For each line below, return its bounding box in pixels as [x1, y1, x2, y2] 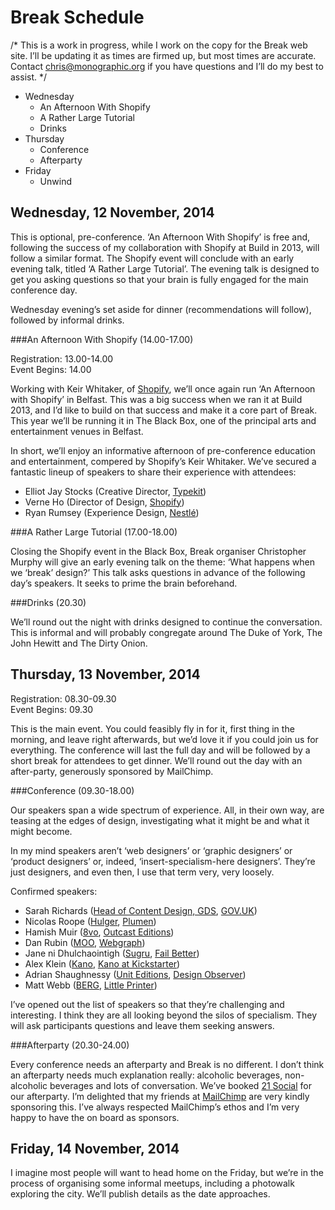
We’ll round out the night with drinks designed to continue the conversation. [10, 616, 323, 628]
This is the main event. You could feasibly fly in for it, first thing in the [10, 722, 295, 735]
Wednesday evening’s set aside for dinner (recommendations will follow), [10, 303, 312, 315]
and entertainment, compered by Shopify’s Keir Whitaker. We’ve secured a [10, 455, 317, 467]
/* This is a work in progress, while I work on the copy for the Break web [10, 39, 308, 51]
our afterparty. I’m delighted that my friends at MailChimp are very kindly [10, 1090, 310, 1102]
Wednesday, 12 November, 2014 [10, 204, 215, 221]
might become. [10, 825, 73, 837]
